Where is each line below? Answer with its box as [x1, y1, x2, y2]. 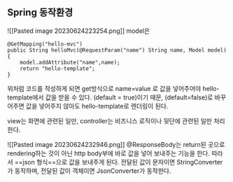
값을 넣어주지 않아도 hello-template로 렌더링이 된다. [25, 101, 169, 110]
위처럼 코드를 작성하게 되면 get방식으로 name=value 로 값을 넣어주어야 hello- [7, 84, 220, 92]
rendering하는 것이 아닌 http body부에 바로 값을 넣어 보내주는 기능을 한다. [7, 149, 210, 157]
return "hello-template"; [20, 65, 96, 72]
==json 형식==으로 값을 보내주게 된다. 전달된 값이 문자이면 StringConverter [14, 157, 223, 166]
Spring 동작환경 [7, 6, 73, 19]
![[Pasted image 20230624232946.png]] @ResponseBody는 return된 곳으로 [7, 140, 225, 148]
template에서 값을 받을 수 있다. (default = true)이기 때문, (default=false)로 [7, 93, 213, 101]
